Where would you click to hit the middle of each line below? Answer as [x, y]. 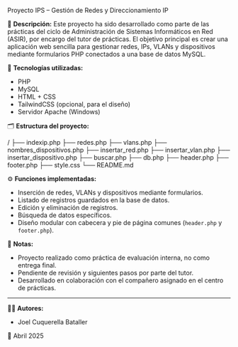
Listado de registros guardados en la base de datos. [93, 200]
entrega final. [37, 265]
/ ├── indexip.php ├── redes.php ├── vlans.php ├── [87, 142]
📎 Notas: [21, 244]
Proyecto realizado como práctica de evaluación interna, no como [114, 258]
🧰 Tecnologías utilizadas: [45, 68]
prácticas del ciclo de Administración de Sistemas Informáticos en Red [110, 32]
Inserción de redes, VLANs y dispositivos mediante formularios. [110, 192]
